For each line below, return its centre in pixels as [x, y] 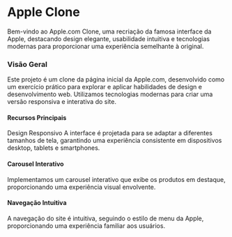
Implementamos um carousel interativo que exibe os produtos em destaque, [116, 179]
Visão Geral [27, 64]
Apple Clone [44, 12]
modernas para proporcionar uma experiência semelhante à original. [106, 46]
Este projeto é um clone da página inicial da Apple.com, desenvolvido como [116, 79]
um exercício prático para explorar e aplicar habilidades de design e [105, 87]
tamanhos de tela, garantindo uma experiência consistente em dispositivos [115, 141]
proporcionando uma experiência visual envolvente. [82, 187]
